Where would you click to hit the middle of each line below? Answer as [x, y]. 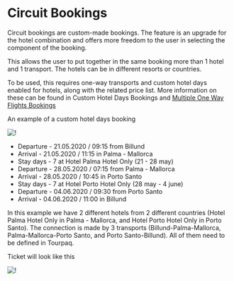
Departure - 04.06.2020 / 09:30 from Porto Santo [90, 191]
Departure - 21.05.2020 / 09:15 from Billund [81, 146]
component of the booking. [47, 47]
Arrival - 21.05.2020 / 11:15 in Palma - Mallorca [85, 154]
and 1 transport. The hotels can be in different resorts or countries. [105, 69]
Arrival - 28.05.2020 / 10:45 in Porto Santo [80, 176]
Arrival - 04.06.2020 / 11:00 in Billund [72, 199]
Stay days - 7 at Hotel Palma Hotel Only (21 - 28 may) [95, 161]
